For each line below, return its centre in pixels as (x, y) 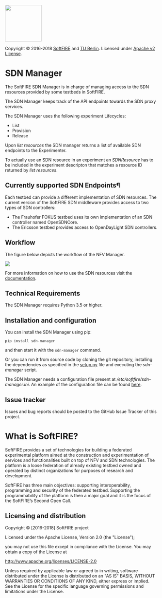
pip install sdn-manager (30, 341)
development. (19, 476)
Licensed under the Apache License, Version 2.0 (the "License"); (70, 537)
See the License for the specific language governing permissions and (74, 586)
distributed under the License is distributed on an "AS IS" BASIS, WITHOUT (80, 576)
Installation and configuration (51, 320)
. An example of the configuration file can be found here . (85, 385)
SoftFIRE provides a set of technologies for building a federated (68, 449)
